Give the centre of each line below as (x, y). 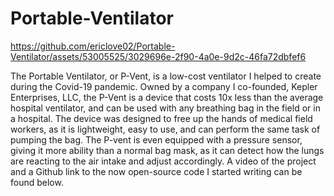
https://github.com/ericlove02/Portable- (93, 46)
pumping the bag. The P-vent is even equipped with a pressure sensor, (156, 139)
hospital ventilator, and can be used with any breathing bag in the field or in (165, 108)
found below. (37, 182)
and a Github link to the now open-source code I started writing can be (156, 171)
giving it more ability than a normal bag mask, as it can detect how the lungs (167, 150)
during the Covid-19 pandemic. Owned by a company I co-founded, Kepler (164, 86)
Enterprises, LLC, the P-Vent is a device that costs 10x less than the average (167, 97)
